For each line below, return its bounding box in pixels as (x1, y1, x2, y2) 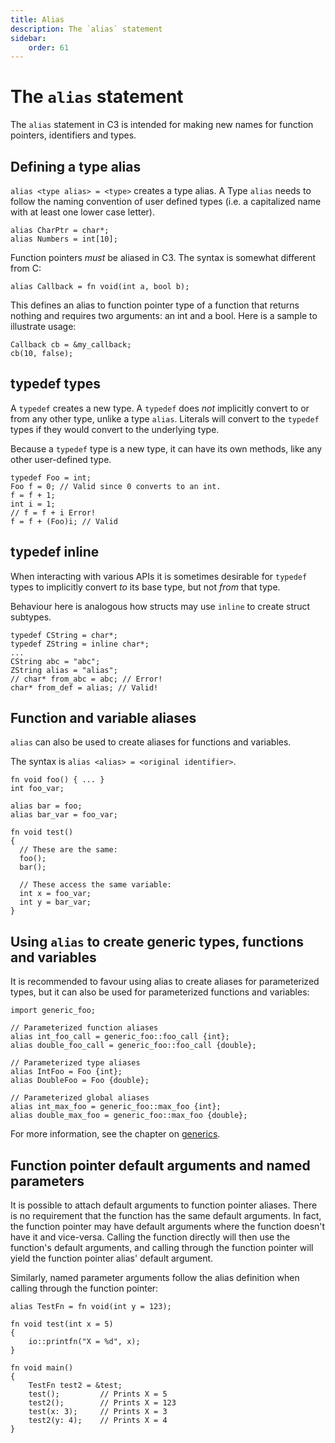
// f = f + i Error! (10, 507, 97, 518)
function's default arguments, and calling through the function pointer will (10, 1242, 314, 1254)
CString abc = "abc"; (10, 656, 101, 666)
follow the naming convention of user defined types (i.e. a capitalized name (10, 196, 322, 207)
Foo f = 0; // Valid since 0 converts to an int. (10, 481, 222, 491)
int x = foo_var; (19, 889, 92, 899)
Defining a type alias (10, 158, 142, 175)
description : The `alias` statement (10, 24, 163, 34)
